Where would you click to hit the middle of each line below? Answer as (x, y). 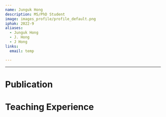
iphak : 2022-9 (20, 23)
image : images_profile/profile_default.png (51, 19)
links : (12, 46)
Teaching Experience (49, 107)
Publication (29, 84)
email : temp (22, 51)
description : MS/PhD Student (35, 14)
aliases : (14, 28)
